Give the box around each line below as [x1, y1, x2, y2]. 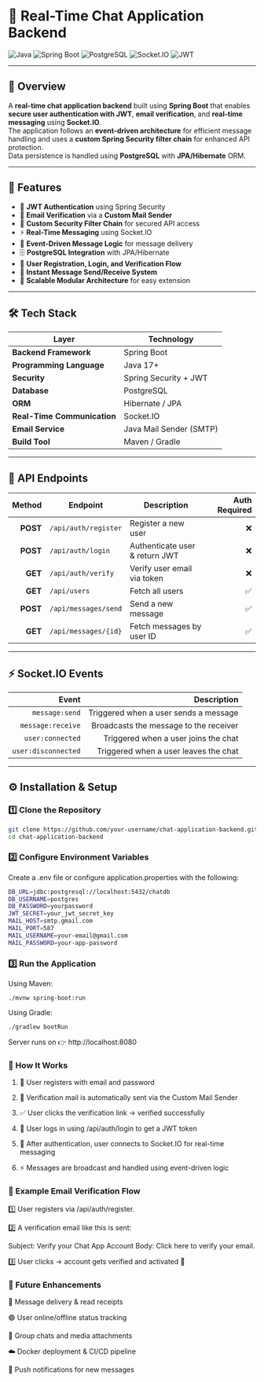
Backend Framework [12, 347, 91, 358]
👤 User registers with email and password [19, 1078, 155, 1087]
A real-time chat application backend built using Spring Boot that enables [8, 101, 251, 110]
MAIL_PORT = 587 [8, 925, 55, 933]
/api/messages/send [49, 604, 123, 614]
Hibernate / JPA [123, 398, 182, 409]
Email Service [12, 423, 65, 434]
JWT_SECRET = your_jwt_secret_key [8, 910, 114, 918]
